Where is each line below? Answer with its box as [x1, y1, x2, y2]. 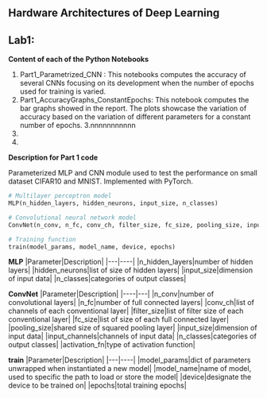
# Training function [8, 235, 77, 243]
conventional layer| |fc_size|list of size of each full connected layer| [8, 315, 229, 324]
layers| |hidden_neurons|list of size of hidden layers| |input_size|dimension [8, 265, 253, 275]
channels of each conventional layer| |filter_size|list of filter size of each [8, 306, 244, 316]
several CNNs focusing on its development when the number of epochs [19, 79, 254, 88]
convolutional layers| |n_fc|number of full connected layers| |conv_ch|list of [8, 298, 254, 307]
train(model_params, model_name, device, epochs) [8, 242, 176, 251]
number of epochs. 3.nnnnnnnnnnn [19, 121, 137, 130]
